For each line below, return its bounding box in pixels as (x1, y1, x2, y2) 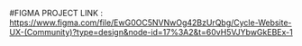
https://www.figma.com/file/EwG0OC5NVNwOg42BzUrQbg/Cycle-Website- (9, 17, 292, 28)
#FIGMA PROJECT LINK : (9, 8, 104, 18)
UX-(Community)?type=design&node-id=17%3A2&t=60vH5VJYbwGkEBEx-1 (9, 27, 293, 37)
